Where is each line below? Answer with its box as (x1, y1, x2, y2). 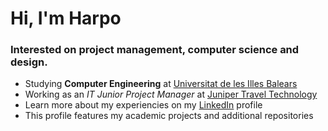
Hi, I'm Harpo (10, 7, 122, 30)
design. (10, 55, 48, 69)
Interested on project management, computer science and (10, 43, 300, 57)
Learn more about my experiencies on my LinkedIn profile (24, 99, 263, 111)
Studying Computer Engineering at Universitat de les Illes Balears (24, 78, 298, 90)
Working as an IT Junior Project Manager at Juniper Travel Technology (24, 88, 318, 101)
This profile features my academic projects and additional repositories (24, 110, 314, 122)
